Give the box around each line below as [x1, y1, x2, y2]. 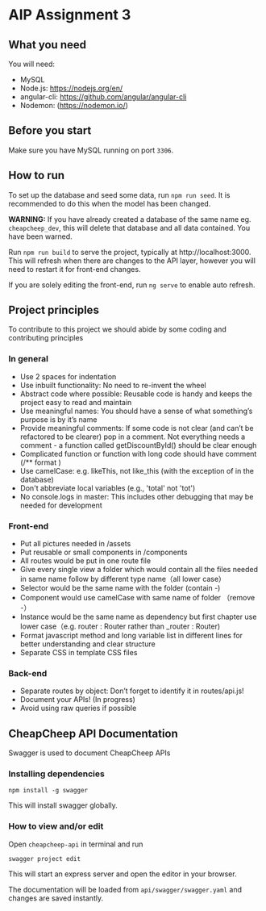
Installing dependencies [8, 768, 105, 779]
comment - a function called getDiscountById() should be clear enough [19, 440, 257, 449]
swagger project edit [8, 855, 81, 863]
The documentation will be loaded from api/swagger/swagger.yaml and [8, 884, 242, 894]
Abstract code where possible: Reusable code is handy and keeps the [19, 389, 252, 399]
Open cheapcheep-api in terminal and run [8, 839, 143, 849]
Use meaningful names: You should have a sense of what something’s [19, 406, 253, 416]
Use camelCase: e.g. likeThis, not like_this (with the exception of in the [19, 466, 254, 475]
